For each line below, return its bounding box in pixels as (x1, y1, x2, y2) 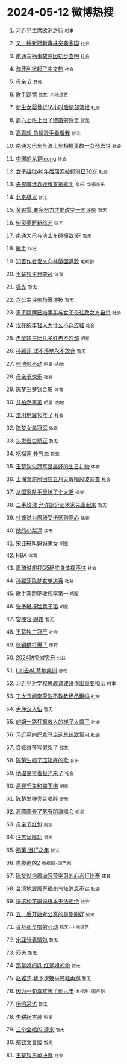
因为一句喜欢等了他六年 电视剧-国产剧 (15, 987, 105, 995)
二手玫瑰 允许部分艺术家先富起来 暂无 (15, 501, 107, 508)
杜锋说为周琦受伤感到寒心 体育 (15, 514, 90, 521)
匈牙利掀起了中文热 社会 (15, 65, 74, 72)
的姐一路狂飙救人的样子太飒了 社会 (15, 718, 101, 725)
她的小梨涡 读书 (15, 526, 53, 534)
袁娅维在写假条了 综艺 (15, 744, 69, 751)
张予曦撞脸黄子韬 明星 (15, 602, 69, 610)
